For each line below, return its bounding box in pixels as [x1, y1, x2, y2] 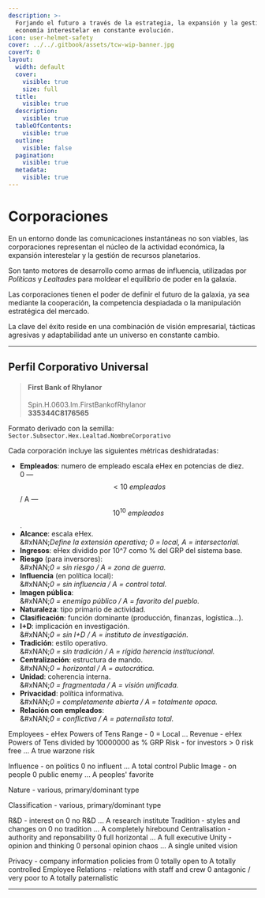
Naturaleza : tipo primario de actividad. [19, 604, 146, 614]
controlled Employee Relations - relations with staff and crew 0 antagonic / [8, 865, 251, 874]
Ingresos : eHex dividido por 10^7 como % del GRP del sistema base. [19, 546, 243, 555]
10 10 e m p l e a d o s [112, 507, 164, 518]
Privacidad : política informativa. [19, 689, 125, 699]
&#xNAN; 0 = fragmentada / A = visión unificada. [19, 680, 179, 690]
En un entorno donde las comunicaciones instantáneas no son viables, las [8, 233, 249, 243]
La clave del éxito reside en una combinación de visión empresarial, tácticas [8, 321, 256, 331]
